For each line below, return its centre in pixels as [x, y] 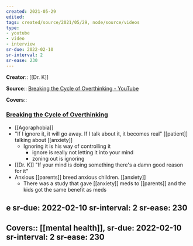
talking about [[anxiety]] [44, 140]
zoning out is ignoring [58, 158]
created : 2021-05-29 [31, 11]
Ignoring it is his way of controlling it [67, 146]
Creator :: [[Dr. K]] [27, 77]
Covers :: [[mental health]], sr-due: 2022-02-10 [94, 228]
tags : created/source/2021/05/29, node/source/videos [73, 22]
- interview [20, 44]
